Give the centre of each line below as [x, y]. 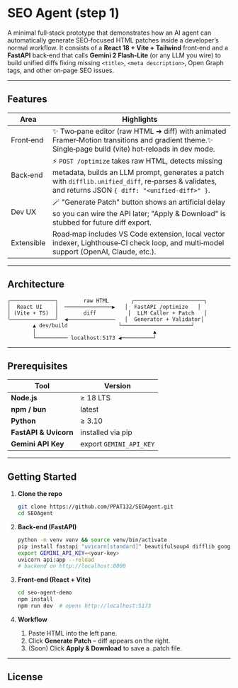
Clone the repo [40, 494]
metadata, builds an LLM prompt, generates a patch [138, 172]
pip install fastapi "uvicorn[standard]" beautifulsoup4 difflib [116, 546]
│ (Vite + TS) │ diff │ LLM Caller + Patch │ [107, 313]
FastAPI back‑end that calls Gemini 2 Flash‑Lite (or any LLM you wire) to [114, 55]
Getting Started [42, 476]
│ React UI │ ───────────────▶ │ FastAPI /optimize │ [104, 307]
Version [117, 386]
